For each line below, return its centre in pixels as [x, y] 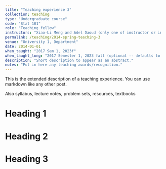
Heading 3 [27, 159]
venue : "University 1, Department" [42, 42]
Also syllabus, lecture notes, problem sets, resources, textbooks [70, 94]
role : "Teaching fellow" [31, 28]
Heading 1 [26, 114]
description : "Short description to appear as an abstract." [69, 60]
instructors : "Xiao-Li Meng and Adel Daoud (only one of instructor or [80, 33]
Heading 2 [27, 136]
